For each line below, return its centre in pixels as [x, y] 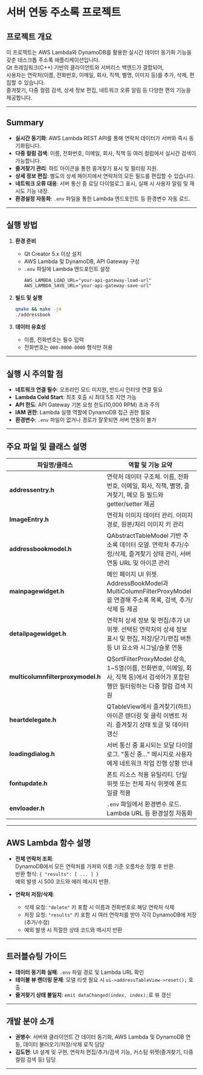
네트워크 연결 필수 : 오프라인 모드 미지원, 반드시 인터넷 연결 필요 [89, 390]
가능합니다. [28, 160]
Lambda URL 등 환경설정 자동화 [150, 813]
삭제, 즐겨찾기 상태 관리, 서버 [153, 554]
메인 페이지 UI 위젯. [133, 574]
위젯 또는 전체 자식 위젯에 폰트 [147, 784]
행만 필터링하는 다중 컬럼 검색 [146, 686]
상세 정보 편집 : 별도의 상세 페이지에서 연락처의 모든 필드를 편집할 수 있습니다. [105, 175]
